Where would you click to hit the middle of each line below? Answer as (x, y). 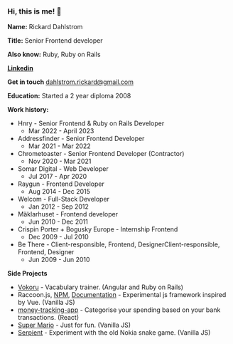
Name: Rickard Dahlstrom (45, 27)
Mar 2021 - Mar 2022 (59, 146)
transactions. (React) (48, 318)
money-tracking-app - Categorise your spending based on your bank (119, 310)
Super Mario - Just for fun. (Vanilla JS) (74, 325)
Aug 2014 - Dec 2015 (59, 192)
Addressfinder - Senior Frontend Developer (81, 139)
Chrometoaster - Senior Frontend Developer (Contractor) (101, 154)
